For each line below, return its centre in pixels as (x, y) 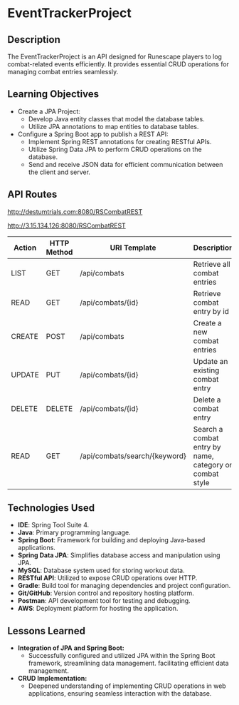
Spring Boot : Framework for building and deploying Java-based (111, 540)
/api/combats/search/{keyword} (133, 456)
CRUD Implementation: (52, 679)
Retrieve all (212, 264)
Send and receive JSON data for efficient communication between (126, 164)
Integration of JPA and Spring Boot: (71, 648)
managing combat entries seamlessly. (63, 72)
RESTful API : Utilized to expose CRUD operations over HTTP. (107, 578)
